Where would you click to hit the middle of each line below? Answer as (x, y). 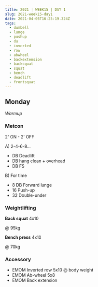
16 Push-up (23, 190)
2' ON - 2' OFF (20, 136)
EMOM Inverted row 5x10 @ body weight (53, 270)
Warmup (14, 114)
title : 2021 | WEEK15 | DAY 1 (35, 10)
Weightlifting (21, 208)
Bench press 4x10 (23, 237)
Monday (18, 102)
